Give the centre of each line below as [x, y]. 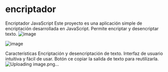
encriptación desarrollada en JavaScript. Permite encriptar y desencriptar [82, 28]
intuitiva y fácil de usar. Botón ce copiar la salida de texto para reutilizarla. [82, 58]
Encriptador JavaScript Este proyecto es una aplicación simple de [74, 23]
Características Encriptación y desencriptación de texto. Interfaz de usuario [84, 53]
